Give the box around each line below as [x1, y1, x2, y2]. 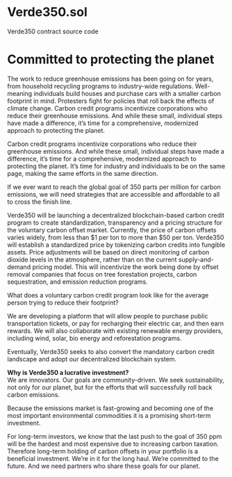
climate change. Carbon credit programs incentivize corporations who [7, 104, 208, 112]
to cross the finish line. [7, 197, 72, 206]
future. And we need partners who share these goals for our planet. [7, 462, 201, 470]
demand [7, 262, 31, 271]
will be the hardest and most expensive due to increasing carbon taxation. [7, 439, 219, 448]
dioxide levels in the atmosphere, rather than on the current [7, 255, 177, 264]
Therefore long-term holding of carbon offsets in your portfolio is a [7, 446, 199, 455]
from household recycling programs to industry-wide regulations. [7, 81, 194, 90]
